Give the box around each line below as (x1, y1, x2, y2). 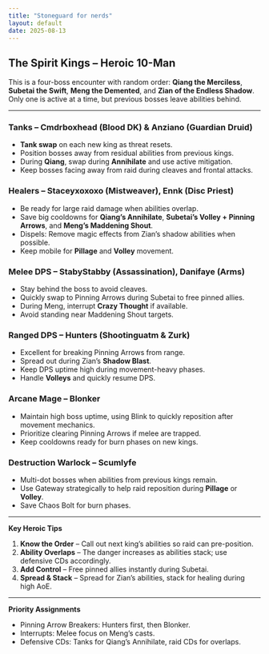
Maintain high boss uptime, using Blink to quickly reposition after (19, 411, 234, 421)
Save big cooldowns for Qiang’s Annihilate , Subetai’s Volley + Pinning (19, 212, 255, 221)
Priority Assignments (8, 604, 81, 614)
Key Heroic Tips (8, 523, 62, 532)
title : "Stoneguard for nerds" (8, 11, 113, 20)
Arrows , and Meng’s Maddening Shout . (19, 221, 154, 230)
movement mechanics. (19, 420, 95, 429)
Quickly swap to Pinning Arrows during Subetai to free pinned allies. (19, 293, 245, 302)
